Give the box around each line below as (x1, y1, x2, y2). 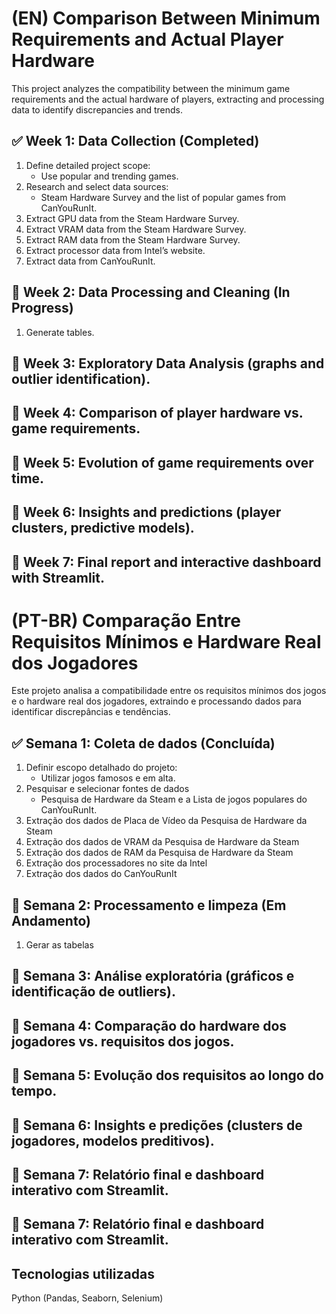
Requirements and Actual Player (11, 28, 284, 51)
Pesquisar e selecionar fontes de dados (25, 783, 190, 795)
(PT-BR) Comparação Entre (11, 609, 241, 632)
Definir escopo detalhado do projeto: (25, 762, 178, 774)
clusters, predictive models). (11, 520, 195, 537)
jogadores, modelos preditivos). (11, 1132, 215, 1149)
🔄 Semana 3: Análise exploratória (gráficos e (11, 968, 295, 985)
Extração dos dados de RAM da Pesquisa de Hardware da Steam (25, 847, 294, 859)
